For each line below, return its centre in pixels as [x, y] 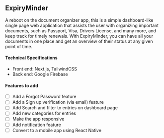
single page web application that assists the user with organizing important [82, 25]
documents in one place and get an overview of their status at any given [79, 41]
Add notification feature [37, 125]
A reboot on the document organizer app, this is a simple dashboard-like [79, 20]
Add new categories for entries [44, 113]
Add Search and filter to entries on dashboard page [65, 108]
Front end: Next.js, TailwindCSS [45, 69]
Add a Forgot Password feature [44, 97]
